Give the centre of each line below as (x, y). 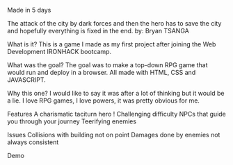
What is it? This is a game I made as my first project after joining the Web (112, 44)
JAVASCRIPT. (27, 80)
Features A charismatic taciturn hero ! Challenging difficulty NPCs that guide (116, 114)
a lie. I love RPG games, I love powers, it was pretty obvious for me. (104, 101)
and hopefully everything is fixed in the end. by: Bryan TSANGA (98, 31)
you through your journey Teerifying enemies (72, 121)
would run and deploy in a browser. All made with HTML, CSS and (102, 72)
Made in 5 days (29, 10)
